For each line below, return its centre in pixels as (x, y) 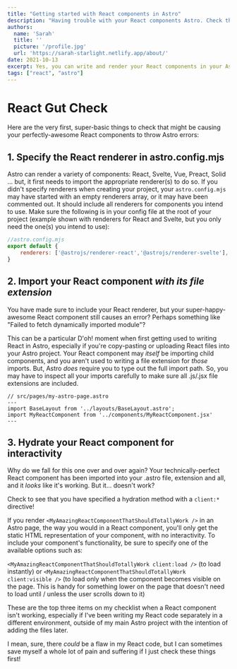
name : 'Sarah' (34, 34)
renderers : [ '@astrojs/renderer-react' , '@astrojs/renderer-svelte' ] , (124, 253)
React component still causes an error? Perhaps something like (129, 317)
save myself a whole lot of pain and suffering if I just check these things (112, 651)
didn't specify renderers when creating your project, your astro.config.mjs (117, 189)
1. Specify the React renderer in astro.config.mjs (116, 157)
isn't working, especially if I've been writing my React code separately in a (115, 615)
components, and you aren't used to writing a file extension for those (108, 360)
